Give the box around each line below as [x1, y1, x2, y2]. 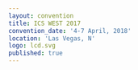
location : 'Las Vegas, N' [8, 34, 95, 43]
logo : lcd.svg [8, 42, 56, 50]
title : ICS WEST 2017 [8, 19, 82, 27]
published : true [8, 49, 63, 57]
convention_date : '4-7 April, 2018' [8, 27, 132, 35]
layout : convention [8, 11, 74, 20]
